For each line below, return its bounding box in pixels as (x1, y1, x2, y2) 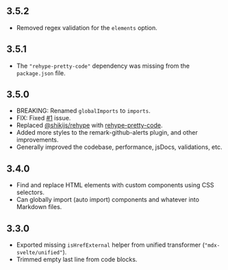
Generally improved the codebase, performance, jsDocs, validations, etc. (16, 143, 223, 151)
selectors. (16, 188, 45, 197)
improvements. (16, 136, 59, 144)
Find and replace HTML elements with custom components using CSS (16, 181, 214, 189)
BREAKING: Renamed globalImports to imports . (16, 107, 151, 115)
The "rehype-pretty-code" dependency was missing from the (16, 62, 190, 70)
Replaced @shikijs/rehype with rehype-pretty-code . (16, 121, 163, 129)
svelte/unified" (16, 249, 63, 256)
